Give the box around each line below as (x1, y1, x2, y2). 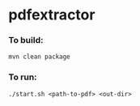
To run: (8, 71, 38, 83)
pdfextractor (8, 6, 95, 24)
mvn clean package (8, 53, 70, 61)
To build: (8, 35, 44, 46)
